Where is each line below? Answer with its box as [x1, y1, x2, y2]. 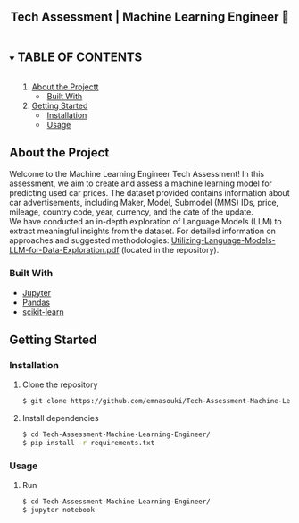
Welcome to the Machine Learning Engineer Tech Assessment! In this [9, 169, 265, 180]
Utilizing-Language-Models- [170, 235, 276, 246]
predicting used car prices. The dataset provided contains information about [9, 188, 290, 198]
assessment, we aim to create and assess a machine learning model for [9, 178, 272, 189]
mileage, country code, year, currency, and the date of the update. [9, 207, 254, 217]
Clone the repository [21, 379, 98, 390]
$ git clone [21, 397, 67, 406]
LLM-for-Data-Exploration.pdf [9, 245, 120, 256]
